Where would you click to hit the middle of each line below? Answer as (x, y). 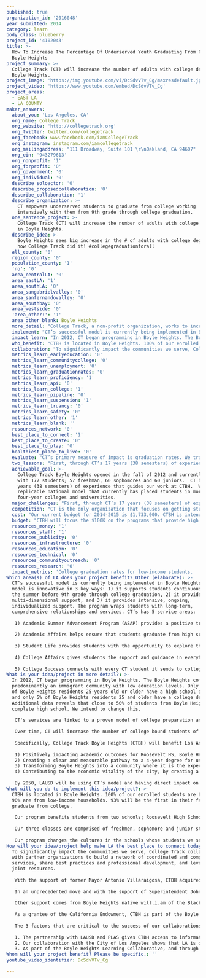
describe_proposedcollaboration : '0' (60, 189)
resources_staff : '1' (40, 532)
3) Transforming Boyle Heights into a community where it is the (100, 766)
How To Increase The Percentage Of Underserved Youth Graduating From (104, 52)
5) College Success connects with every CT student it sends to (98, 669)
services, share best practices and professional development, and (100, 863)
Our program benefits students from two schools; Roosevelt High (100, 818)
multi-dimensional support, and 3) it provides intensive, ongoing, (101, 600)
